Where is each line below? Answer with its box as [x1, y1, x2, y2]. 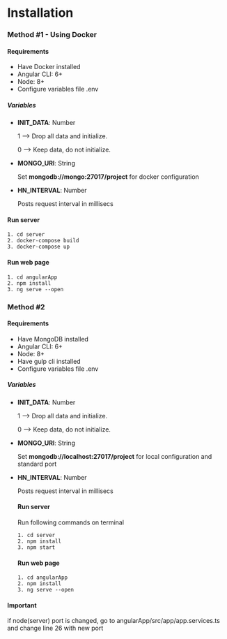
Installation [7, 5, 74, 21]
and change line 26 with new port [7, 624, 104, 633]
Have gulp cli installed [17, 357, 81, 365]
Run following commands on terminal [17, 518, 124, 527]
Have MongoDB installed [17, 335, 89, 343]
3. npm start [17, 543, 56, 551]
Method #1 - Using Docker [7, 30, 97, 40]
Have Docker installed [17, 63, 81, 71]
